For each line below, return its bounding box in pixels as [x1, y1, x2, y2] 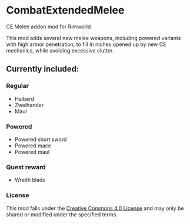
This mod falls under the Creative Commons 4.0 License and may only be [6, 205, 184, 212]
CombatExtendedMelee [6, 4, 125, 17]
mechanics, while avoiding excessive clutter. [6, 47, 114, 54]
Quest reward [6, 163, 46, 171]
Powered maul [14, 148, 50, 155]
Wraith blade [14, 176, 46, 183]
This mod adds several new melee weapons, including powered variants [6, 34, 181, 41]
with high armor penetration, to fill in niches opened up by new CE [6, 41, 166, 48]
